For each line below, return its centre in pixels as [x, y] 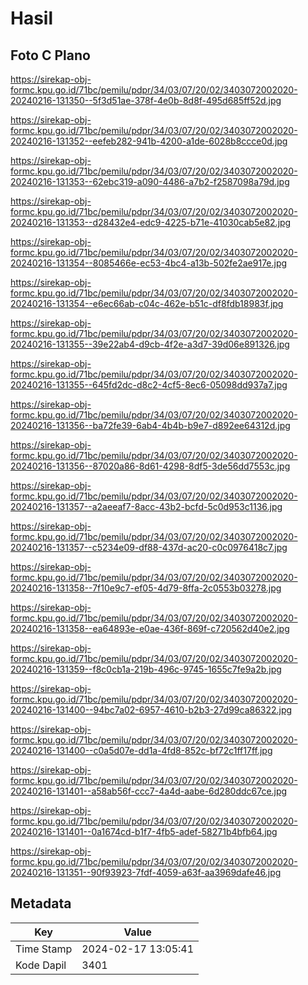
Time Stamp [44, 949]
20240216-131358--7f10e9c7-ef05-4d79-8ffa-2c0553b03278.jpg [146, 588]
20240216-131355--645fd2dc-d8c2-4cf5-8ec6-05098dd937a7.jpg [149, 385]
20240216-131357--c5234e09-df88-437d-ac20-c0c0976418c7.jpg [149, 547]
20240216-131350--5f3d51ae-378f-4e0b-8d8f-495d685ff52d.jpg [146, 100]
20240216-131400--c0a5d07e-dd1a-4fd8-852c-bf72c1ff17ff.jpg [141, 750]
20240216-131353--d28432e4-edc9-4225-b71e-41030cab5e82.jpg [151, 222]
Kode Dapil [41, 965]
